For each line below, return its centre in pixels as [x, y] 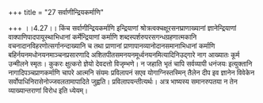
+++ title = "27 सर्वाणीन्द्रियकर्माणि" [56, 12]
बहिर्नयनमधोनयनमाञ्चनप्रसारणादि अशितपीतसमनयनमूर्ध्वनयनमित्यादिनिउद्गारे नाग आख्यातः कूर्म [124, 55]
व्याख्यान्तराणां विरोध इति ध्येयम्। [48, 90]
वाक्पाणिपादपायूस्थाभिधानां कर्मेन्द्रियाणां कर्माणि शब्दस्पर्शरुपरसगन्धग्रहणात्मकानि [103, 37]
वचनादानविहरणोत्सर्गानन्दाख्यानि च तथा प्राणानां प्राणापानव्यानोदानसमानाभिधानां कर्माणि [112, 46]
